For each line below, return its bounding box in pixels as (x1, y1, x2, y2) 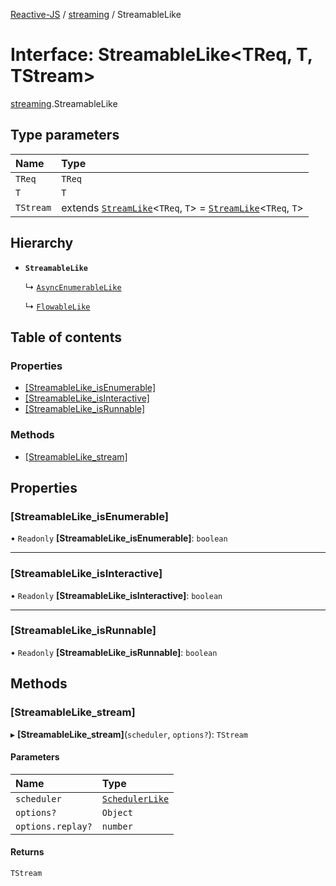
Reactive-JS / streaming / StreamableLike (10, 9, 182, 20)
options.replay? (15, 820, 93, 832)
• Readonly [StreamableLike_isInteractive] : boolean (10, 589, 223, 601)
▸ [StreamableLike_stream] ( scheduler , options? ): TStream (10, 728, 248, 740)
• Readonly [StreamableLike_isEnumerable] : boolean (10, 532, 228, 544)
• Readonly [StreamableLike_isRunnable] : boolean (10, 646, 218, 658)
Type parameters (10, 127, 120, 144)
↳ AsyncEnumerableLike (24, 280, 122, 293)
